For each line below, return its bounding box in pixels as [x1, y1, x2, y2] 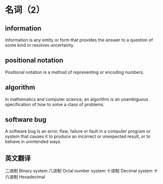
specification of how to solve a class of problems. [5, 101, 105, 107]
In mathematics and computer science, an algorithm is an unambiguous [5, 96, 148, 102]
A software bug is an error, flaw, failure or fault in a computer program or [5, 129, 151, 134]
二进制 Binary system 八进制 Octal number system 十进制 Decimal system [5, 168, 153, 174]
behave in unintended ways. [5, 139, 62, 145]
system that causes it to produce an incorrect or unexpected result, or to [5, 133, 151, 139]
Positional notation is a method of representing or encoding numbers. [5, 69, 145, 75]
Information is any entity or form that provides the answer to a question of [5, 37, 153, 43]
